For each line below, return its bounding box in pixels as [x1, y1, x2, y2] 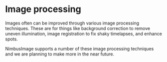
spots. [5, 36, 18, 42]
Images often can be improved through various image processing [5, 20, 140, 26]
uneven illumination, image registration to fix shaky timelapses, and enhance [5, 30, 163, 36]
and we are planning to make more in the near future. [5, 51, 115, 57]
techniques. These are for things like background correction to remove [5, 25, 151, 31]
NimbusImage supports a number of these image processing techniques [5, 45, 154, 51]
